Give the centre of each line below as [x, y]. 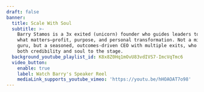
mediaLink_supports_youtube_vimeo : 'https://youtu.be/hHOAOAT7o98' [104, 79]
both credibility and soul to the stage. [70, 51]
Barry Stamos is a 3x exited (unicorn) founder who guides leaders [104, 34]
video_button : [29, 62]
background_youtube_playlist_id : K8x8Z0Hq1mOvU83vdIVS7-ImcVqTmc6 [97, 57]
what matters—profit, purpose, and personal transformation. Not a [104, 40]
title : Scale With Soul [42, 23]
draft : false [23, 12]
